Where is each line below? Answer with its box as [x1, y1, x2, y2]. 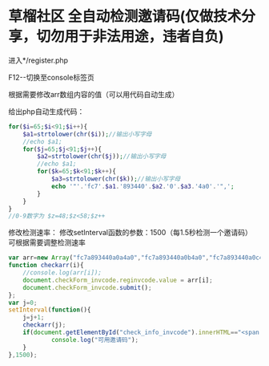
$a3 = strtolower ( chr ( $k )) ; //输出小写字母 [50, 175, 181, 183]
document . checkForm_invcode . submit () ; [22, 283, 152, 291]
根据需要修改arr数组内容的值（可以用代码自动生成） [8, 89, 179, 99]
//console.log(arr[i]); [22, 269, 102, 277]
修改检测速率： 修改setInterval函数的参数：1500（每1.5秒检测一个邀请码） [8, 228, 252, 238]
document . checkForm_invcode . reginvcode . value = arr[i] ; [22, 276, 214, 284]
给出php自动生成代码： [8, 106, 85, 116]
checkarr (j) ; [22, 321, 66, 329]
